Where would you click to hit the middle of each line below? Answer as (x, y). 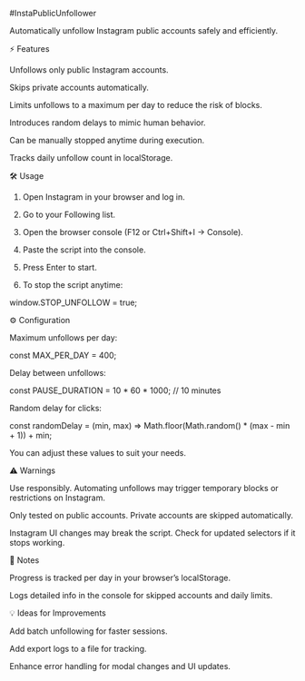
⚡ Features (30, 49)
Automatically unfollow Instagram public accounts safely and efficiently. (144, 30)
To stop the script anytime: (73, 285)
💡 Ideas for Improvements (58, 613)
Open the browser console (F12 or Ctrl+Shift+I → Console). (133, 232)
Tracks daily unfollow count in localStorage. (91, 158)
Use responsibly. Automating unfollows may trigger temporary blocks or (144, 488)
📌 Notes (25, 560)
